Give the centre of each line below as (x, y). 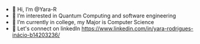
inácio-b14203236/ (36, 35)
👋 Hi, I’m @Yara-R (34, 9)
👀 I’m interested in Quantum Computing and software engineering (94, 16)
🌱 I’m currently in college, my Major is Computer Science (83, 22)
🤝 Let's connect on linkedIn (46, 28)
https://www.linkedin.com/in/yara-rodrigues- (138, 28)
